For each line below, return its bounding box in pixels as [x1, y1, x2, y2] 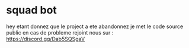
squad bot [6, 4, 57, 17]
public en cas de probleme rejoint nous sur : [6, 29, 114, 36]
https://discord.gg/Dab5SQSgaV [6, 35, 85, 42]
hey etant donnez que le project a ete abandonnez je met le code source [6, 23, 184, 30]
